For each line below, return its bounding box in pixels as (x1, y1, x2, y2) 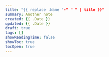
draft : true (5, 26, 30, 31)
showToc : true (5, 40, 35, 45)
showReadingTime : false (5, 35, 55, 40)
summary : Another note (5, 12, 53, 17)
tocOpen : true (5, 44, 35, 49)
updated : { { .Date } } (5, 21, 51, 26)
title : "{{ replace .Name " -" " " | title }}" (5, 7, 104, 12)
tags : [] (5, 30, 24, 35)
